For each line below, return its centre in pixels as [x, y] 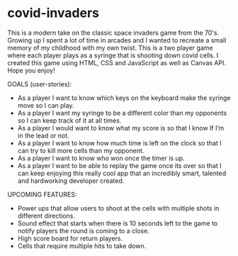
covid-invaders [53, 13]
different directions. [46, 216]
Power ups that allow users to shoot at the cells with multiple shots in [118, 208]
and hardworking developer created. [71, 180]
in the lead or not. [43, 135]
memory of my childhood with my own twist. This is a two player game [110, 48]
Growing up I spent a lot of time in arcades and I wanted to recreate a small [117, 40]
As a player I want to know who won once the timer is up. [101, 158]
